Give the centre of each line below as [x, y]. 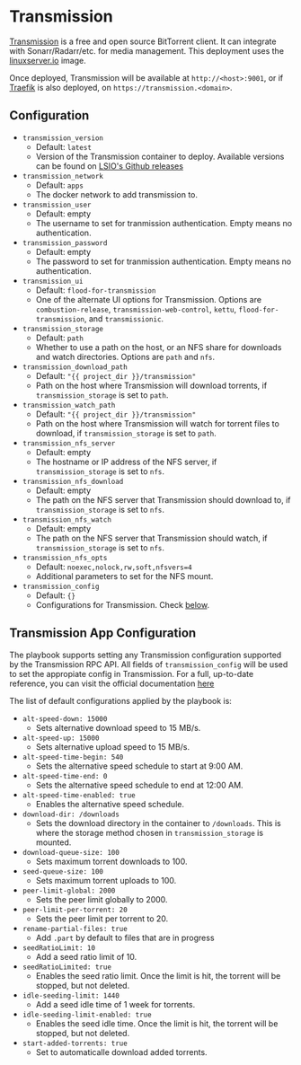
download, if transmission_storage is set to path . [126, 433]
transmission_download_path [75, 367]
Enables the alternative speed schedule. [110, 804]
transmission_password [65, 243]
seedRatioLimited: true [67, 967]
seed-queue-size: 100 [62, 871]
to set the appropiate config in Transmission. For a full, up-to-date [132, 673]
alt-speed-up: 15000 [61, 738]
